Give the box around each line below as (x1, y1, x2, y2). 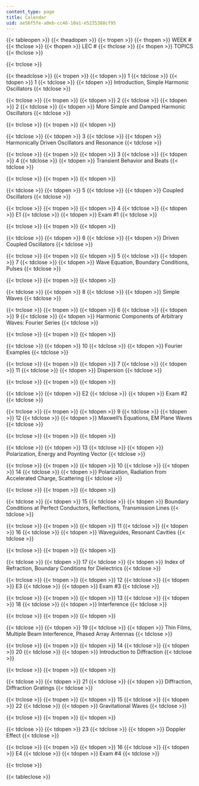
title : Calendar (6, 14, 47, 20)
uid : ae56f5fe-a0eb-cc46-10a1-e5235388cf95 (6, 20, 117, 26)
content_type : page (6, 8, 55, 15)
